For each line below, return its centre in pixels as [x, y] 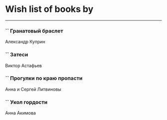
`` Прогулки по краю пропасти [44, 78]
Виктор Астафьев [24, 65]
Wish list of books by [49, 9]
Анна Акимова [21, 113]
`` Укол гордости [26, 102]
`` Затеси [17, 55]
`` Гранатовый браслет [34, 31]
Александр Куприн [25, 42]
